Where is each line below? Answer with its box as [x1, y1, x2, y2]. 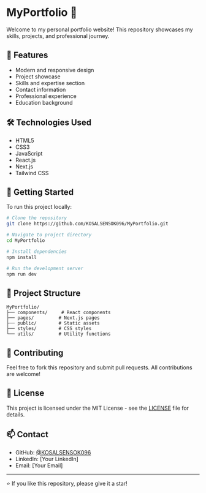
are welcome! [6, 371, 41, 377]
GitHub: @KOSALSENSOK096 [15, 448, 91, 456]
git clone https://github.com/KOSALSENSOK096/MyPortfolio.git [6, 220, 169, 227]
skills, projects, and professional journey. [6, 32, 110, 39]
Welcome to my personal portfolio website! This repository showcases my [6, 26, 193, 33]
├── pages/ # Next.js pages [6, 315, 100, 321]
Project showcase [15, 73, 61, 80]
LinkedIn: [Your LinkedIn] [15, 455, 78, 462]
